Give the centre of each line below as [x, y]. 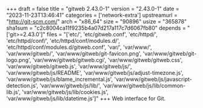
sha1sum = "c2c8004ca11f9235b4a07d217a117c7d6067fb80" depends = [96, 28]
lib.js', [14, 92]
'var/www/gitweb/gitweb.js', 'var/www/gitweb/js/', [69, 66]
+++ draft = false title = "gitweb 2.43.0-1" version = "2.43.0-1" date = [93, 9]
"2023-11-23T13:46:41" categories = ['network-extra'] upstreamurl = [92, 15]
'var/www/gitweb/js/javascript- [153, 79]
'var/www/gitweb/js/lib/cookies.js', [65, 92]
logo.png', [19, 60]
